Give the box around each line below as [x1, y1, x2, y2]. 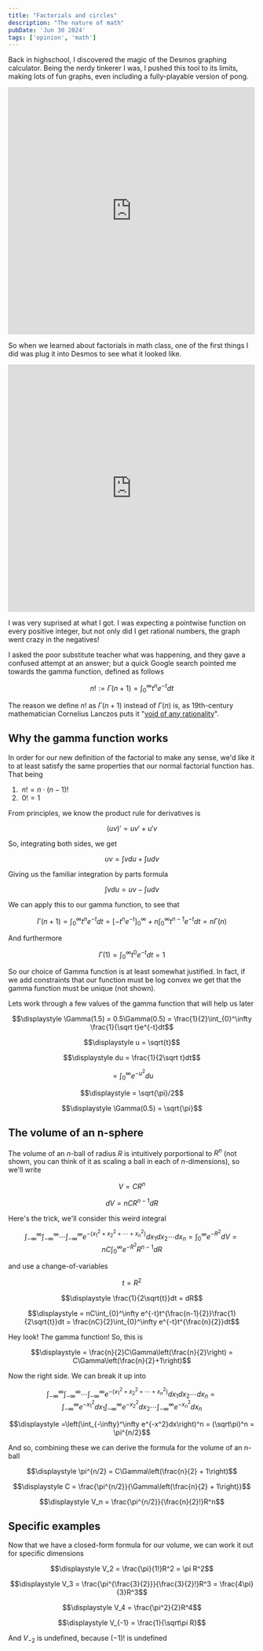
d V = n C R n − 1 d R [105, 1197, 159, 1208]
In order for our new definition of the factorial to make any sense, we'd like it [8, 752, 255, 762]
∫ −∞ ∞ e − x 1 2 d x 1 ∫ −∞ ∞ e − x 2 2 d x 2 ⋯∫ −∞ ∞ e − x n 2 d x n [61, 1399, 203, 1413]
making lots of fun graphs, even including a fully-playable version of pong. [8, 72, 249, 81]
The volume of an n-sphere [8, 1126, 144, 1139]
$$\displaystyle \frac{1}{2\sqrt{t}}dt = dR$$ [60, 1293, 203, 1302]
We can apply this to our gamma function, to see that [8, 899, 180, 909]
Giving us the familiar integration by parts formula [8, 869, 169, 878]
